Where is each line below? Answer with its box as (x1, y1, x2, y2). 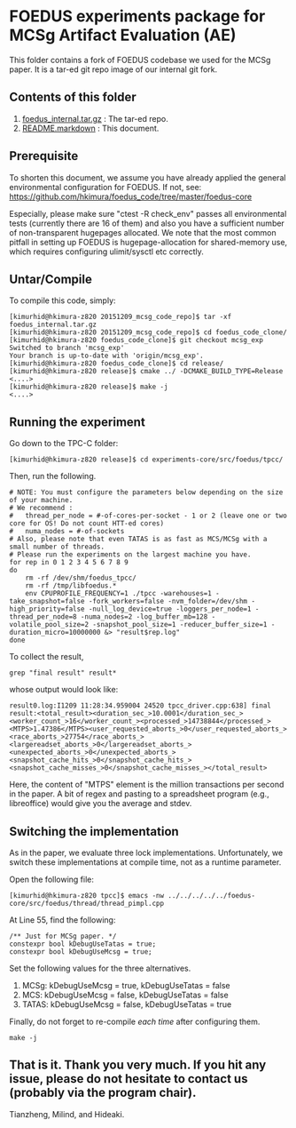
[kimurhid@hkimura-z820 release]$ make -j (9, 382, 168, 392)
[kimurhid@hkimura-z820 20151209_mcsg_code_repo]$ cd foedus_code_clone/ (9, 328, 288, 337)
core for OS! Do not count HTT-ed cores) (9, 519, 165, 528)
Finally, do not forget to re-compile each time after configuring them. (9, 1016, 261, 1027)
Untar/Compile (9, 271, 93, 286)
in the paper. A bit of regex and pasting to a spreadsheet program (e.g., (9, 788, 269, 799)
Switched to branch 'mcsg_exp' (9, 344, 125, 353)
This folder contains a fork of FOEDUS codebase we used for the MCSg (9, 54, 271, 65)
